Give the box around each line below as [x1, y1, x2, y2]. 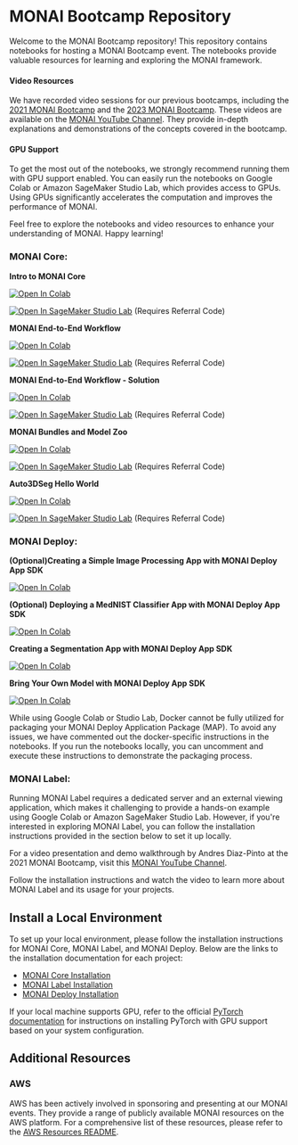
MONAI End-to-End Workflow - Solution [9, 375, 160, 385]
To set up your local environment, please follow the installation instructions [9, 934, 284, 944]
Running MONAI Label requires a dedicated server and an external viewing [9, 793, 283, 803]
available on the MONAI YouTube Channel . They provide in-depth [9, 114, 249, 125]
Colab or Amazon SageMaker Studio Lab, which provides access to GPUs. [9, 183, 282, 194]
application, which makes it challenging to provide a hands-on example [9, 803, 270, 813]
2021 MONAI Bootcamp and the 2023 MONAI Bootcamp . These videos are [9, 104, 283, 115]
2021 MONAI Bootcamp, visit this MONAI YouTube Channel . [9, 858, 228, 869]
